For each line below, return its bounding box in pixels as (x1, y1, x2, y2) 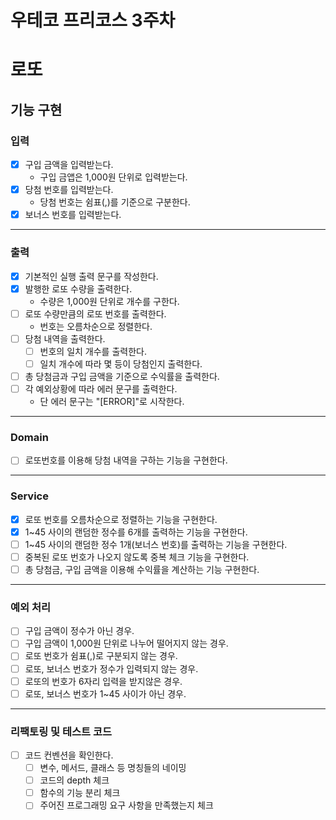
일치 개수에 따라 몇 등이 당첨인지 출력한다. (39, 357, 203, 370)
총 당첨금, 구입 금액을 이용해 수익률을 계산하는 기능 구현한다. (24, 563, 260, 575)
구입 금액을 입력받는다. (24, 159, 114, 171)
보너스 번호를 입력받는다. (24, 209, 122, 221)
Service (10, 489, 49, 503)
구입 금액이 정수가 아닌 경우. (24, 625, 135, 637)
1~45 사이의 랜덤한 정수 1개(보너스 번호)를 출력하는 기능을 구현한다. (24, 538, 288, 550)
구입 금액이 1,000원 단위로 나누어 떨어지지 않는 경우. (24, 637, 229, 650)
